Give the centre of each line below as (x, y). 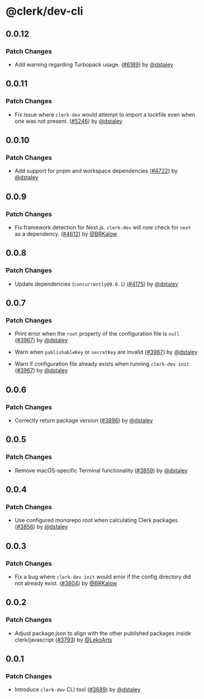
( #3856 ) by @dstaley (41, 527)
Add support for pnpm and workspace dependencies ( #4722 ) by (96, 171)
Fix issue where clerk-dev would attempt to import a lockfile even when (105, 114)
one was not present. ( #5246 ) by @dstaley (68, 121)
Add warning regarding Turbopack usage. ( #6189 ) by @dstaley (94, 64)
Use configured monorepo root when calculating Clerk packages (96, 520)
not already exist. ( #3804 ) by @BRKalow (66, 583)
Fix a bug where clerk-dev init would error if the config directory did (103, 577)
